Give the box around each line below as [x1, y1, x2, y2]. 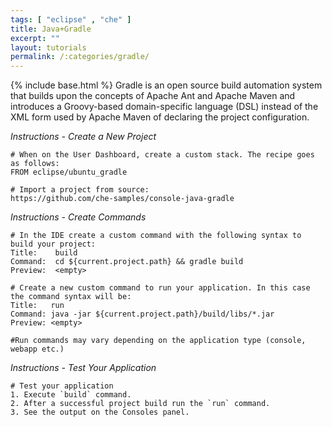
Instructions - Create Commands [10, 211, 147, 223]
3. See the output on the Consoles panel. [10, 407, 190, 418]
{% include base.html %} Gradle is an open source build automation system [10, 79, 323, 91]
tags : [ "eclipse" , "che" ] [10, 14, 132, 25]
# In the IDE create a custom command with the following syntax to [10, 231, 302, 241]
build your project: [10, 239, 97, 250]
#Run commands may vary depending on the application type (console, [10, 336, 307, 346]
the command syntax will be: [10, 292, 132, 302]
